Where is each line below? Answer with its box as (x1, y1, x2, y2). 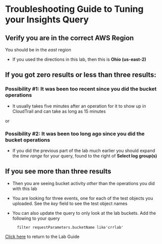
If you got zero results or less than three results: (5, 71, 157, 79)
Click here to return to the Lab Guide (5, 234, 80, 240)
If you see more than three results (5, 167, 111, 176)
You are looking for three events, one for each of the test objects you (12, 195, 154, 201)
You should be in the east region (5, 47, 71, 52)
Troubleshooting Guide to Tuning (5, 3, 144, 15)
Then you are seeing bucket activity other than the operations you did (12, 180, 155, 186)
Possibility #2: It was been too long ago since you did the (5, 130, 145, 137)
